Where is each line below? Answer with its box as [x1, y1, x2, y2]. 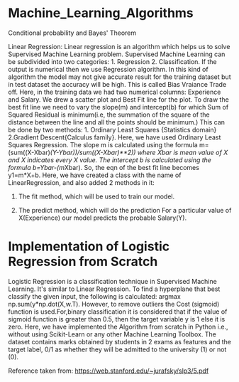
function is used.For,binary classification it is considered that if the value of [8, 307, 228, 316]
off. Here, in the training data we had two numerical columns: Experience [8, 87, 221, 96]
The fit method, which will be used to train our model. [18, 192, 175, 201]
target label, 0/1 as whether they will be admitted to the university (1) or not [8, 345, 227, 354]
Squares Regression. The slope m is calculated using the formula [8, 140, 198, 149]
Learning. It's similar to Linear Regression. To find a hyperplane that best [8, 285, 221, 293]
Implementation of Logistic [8, 238, 169, 255]
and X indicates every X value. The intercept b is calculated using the [8, 155, 212, 164]
